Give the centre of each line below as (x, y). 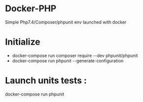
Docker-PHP (31, 9)
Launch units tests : (46, 81)
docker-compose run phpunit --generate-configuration (68, 61)
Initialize (23, 42)
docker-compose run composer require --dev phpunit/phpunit (75, 55)
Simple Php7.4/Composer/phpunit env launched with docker (66, 22)
